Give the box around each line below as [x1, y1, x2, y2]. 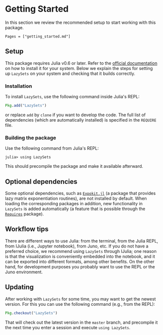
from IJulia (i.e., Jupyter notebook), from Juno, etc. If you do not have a [5, 243, 148, 249]
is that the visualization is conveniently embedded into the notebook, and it [5, 253, 155, 259]
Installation [5, 83, 33, 89]
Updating [5, 283, 34, 291]
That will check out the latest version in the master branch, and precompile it [5, 319, 158, 325]
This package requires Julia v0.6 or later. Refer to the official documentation [5, 60, 158, 66]
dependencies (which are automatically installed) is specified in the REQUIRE [5, 117, 157, 123]
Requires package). [5, 211, 44, 217]
